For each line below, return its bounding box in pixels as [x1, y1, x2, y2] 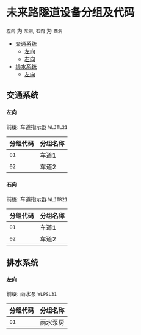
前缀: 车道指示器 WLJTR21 [6, 195, 68, 202]
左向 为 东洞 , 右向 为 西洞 [6, 27, 63, 34]
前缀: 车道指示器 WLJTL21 [6, 123, 68, 130]
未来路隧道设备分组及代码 [6, 6, 136, 20]
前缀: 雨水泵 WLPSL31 [6, 290, 57, 298]
